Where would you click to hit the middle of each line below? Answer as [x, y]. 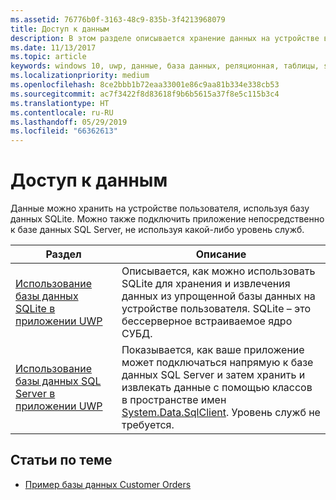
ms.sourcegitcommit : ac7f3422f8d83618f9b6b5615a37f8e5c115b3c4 [145, 94]
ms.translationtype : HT [60, 103]
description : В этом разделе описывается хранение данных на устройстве [165, 38]
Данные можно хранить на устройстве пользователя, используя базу [160, 208]
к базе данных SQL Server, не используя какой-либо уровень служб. [157, 230]
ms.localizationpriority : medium [80, 76]
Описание [221, 254]
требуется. [148, 425]
